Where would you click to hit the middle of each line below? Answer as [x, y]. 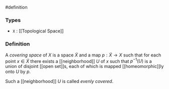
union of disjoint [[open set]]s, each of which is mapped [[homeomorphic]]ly [84, 66]
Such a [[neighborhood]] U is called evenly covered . [59, 81]
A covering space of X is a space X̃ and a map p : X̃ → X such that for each [83, 55]
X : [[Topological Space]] [38, 31]
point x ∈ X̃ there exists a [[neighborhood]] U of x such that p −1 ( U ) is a [78, 60]
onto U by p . [18, 71]
